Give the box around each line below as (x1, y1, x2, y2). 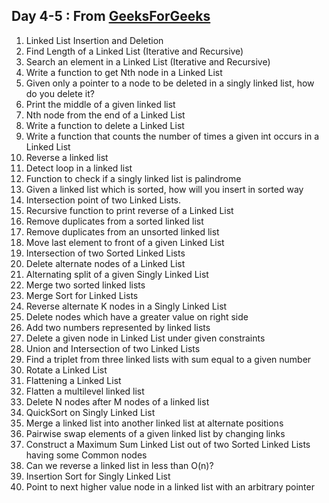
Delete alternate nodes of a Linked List (25, 257, 186, 269)
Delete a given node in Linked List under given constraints (25, 332, 266, 344)
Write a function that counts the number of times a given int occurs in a (25, 130, 320, 142)
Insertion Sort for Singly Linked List (25, 470, 171, 482)
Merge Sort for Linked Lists (25, 289, 139, 301)
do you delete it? (25, 87, 95, 99)
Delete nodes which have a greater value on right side (25, 310, 249, 323)
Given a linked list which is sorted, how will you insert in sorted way (25, 183, 304, 195)
